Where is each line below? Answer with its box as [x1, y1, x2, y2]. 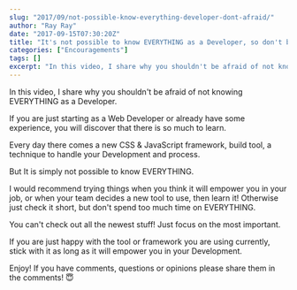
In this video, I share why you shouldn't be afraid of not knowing [9, 86, 243, 97]
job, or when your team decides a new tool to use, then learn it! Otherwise [9, 192, 278, 203]
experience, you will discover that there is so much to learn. [9, 122, 227, 133]
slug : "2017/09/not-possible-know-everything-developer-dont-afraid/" [9, 12, 275, 22]
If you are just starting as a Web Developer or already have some [9, 112, 246, 124]
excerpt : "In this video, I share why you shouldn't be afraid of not [9, 63, 275, 72]
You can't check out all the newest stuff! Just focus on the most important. [9, 218, 281, 230]
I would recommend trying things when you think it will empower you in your [9, 183, 287, 194]
